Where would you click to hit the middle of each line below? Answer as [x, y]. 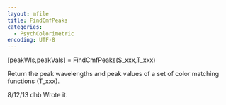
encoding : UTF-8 [31, 40]
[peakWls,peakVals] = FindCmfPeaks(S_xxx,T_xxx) [81, 60]
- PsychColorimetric [44, 33]
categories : [25, 27]
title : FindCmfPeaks [38, 20]
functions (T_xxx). [34, 81]
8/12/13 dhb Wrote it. [38, 95]
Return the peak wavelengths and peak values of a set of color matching [113, 74]
